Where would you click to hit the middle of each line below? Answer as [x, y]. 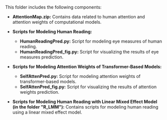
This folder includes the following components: [53, 7]
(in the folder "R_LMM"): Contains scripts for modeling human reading [85, 107]
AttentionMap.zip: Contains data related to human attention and [79, 17]
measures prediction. [42, 57]
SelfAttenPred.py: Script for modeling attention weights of [80, 76]
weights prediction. [40, 92]
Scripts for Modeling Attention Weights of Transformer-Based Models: [87, 67]
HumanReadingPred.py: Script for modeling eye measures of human [91, 41]
